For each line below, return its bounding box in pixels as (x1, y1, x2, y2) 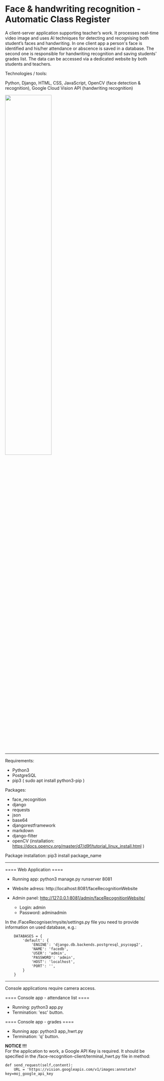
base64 (12, 817, 28, 823)
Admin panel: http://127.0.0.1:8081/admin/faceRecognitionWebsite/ (12, 895, 145, 901)
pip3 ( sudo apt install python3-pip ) (12, 777, 85, 783)
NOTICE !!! (5, 1043, 27, 1049)
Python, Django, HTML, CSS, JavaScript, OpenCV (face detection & (5, 80, 141, 86)
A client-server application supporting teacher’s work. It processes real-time (5, 30, 159, 36)
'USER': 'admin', (31, 951, 67, 956)
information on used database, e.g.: (5, 924, 77, 930)
